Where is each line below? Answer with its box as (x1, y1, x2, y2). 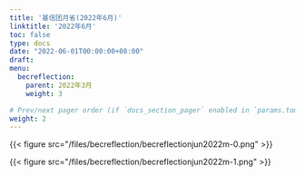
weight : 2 (9, 114, 47, 123)
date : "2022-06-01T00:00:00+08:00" (9, 47, 144, 56)
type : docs (9, 38, 51, 48)
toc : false (9, 30, 51, 39)
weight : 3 (25, 89, 64, 98)
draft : (9, 55, 34, 64)
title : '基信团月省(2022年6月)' (9, 13, 123, 23)
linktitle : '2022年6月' (9, 22, 97, 31)
